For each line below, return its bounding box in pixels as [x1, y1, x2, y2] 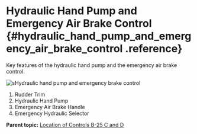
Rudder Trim [14, 91, 46, 98]
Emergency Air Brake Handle [14, 103, 85, 110]
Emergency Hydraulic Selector [14, 110, 89, 117]
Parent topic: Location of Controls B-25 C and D [6, 121, 124, 128]
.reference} [125, 42, 183, 56]
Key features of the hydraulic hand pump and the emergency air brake [6, 61, 177, 69]
